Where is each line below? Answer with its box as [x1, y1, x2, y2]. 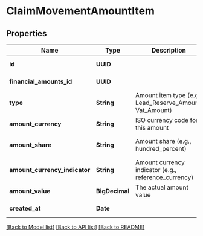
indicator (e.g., [135, 166, 177, 174]
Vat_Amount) [135, 106, 172, 114]
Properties [6, 28, 47, 39]
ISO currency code [135, 116, 189, 124]
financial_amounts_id [9, 77, 72, 86]
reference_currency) [135, 173, 194, 182]
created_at [9, 204, 41, 212]
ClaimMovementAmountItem [6, 4, 155, 18]
